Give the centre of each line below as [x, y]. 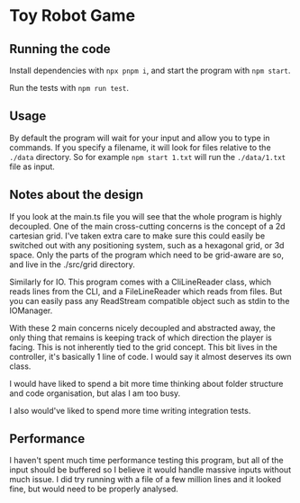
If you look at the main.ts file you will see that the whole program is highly [145, 216]
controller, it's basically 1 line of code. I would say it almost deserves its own [150, 356]
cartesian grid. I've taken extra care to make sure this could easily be [137, 236]
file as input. [32, 166]
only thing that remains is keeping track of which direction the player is [141, 337]
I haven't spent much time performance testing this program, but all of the [146, 461]
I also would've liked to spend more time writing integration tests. [130, 410]
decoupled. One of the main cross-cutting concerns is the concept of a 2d [147, 226]
